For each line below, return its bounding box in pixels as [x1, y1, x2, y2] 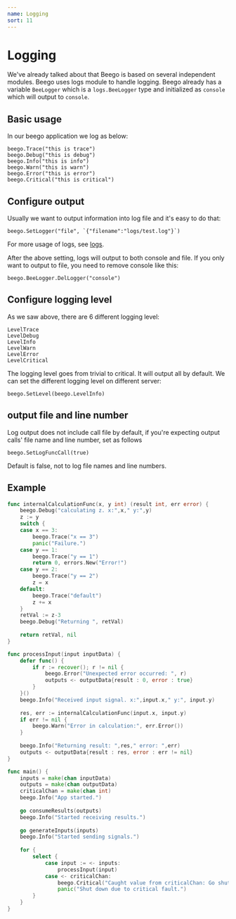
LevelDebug [7, 332, 39, 339]
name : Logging [7, 10, 49, 18]
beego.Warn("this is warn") [7, 164, 90, 171]
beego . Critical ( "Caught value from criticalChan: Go [57, 879, 216, 887]
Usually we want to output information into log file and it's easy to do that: [7, 214, 221, 222]
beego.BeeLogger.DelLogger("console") [7, 275, 121, 282]
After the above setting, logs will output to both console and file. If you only [7, 254, 225, 262]
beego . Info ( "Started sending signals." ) [20, 833, 140, 841]
